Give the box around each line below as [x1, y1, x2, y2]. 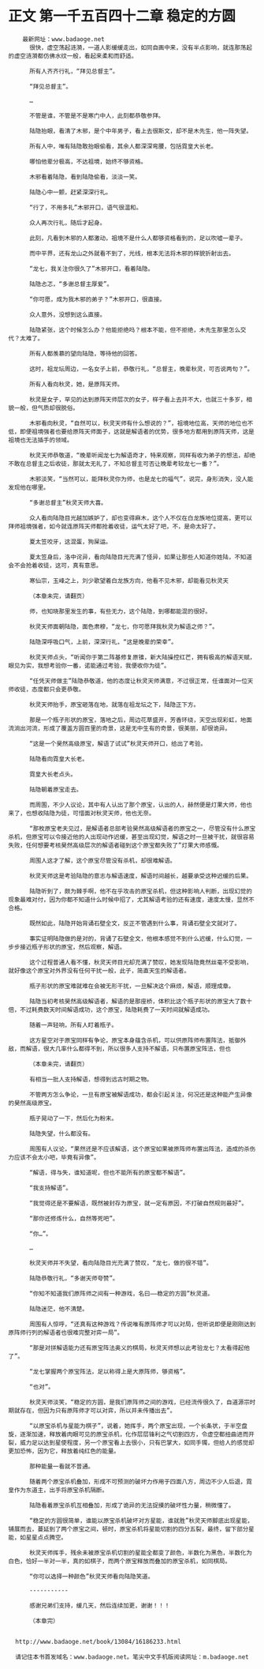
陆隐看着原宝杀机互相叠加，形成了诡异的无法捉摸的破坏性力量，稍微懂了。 [28, 1502, 235, 1509]
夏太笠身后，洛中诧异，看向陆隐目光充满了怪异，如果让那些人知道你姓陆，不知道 [28, 553, 252, 561]
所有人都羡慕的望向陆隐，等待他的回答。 [28, 349, 141, 358]
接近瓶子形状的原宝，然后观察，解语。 [19, 943, 126, 951]
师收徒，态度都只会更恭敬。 [8, 685, 85, 694]
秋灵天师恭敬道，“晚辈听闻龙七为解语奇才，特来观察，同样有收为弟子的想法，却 [28, 451, 251, 459]
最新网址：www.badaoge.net [22, 35, 105, 43]
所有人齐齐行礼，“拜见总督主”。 [28, 67, 119, 75]
